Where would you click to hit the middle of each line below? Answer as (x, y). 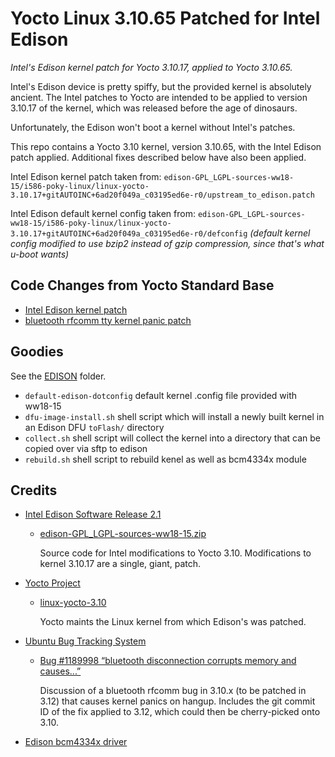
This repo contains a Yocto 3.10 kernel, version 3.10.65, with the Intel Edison (166, 146)
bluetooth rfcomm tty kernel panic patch (108, 320)
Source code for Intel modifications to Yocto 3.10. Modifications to (175, 553)
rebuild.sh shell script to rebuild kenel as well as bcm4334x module (165, 459)
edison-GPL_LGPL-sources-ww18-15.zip (123, 534)
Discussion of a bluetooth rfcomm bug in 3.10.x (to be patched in (173, 691)
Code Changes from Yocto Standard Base (142, 285)
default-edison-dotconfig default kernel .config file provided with (161, 395)
